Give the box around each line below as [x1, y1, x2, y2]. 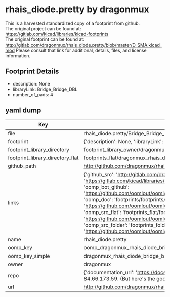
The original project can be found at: [5, 25, 81, 31]
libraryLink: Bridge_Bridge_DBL [12, 86, 78, 92]
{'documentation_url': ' [83, 269, 138, 276]
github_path [8, 162, 36, 169]
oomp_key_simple [8, 252, 50, 259]
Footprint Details [5, 67, 59, 76]
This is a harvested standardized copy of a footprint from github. [5, 20, 140, 26]
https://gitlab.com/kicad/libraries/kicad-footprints [5, 31, 109, 37]
